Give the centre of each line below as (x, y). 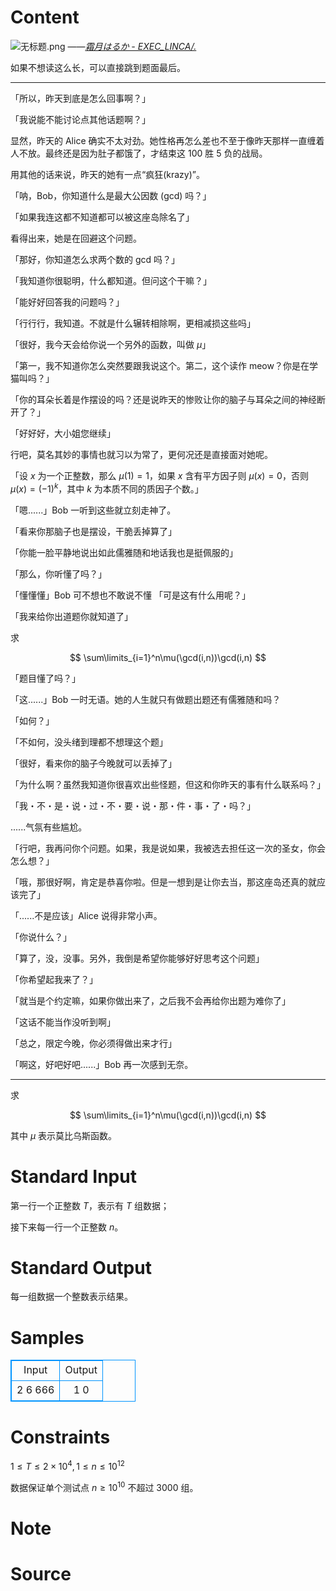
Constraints (60, 1437)
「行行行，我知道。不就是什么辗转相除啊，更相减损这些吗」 (133, 323)
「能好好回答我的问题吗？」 (67, 302)
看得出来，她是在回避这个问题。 (76, 238)
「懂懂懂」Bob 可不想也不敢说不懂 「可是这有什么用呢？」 (131, 595)
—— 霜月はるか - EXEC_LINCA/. (132, 46)
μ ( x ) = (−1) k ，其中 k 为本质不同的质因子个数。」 (107, 488)
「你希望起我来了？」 (54, 979)
